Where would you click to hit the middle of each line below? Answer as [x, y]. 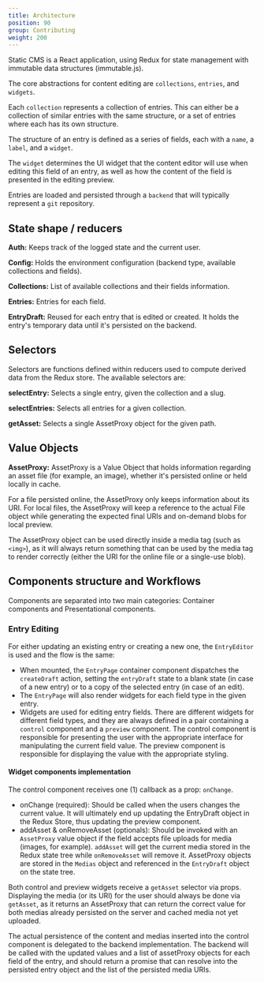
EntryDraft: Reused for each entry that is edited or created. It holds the [124, 317]
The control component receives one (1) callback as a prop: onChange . [121, 789]
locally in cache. [35, 484]
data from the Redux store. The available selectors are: [97, 377]
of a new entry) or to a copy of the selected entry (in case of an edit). [132, 687]
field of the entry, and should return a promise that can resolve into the [123, 961]
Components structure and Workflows [104, 581]
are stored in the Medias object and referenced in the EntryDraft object [134, 864]
